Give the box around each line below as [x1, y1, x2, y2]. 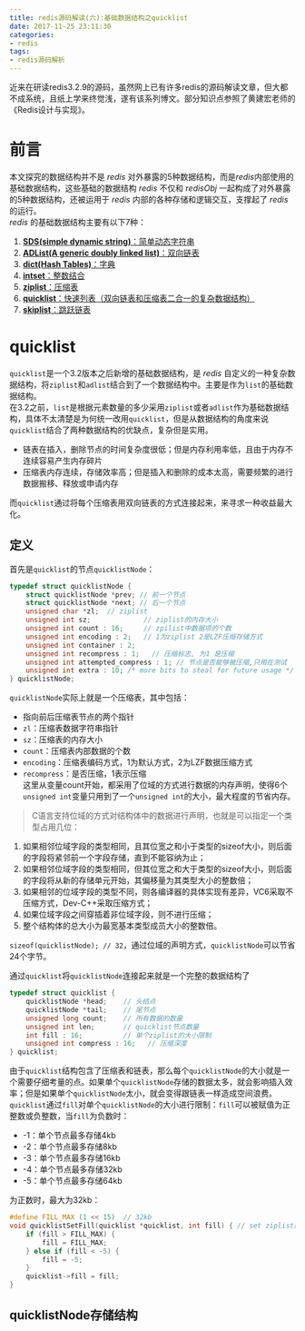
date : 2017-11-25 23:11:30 [9, 22, 112, 31]
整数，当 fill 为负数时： [40, 1110, 130, 1122]
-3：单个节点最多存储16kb [22, 1153, 121, 1164]
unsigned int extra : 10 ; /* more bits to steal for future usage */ [25, 666, 295, 675]
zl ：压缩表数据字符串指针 [22, 723, 120, 734]
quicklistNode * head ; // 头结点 [25, 997, 156, 1007]
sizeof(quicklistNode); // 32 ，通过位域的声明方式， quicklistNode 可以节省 [9, 939, 296, 950]
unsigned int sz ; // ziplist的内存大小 [25, 615, 219, 625]
